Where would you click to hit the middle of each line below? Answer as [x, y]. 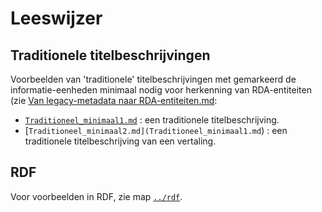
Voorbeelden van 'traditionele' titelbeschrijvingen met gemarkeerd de [153, 79]
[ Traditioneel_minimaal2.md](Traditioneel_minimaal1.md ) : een [156, 130]
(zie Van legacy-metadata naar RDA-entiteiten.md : [114, 100]
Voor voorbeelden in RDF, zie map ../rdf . [96, 196]
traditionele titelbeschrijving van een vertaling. [120, 141]
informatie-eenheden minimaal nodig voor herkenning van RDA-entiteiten [161, 90]
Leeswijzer [56, 18]
